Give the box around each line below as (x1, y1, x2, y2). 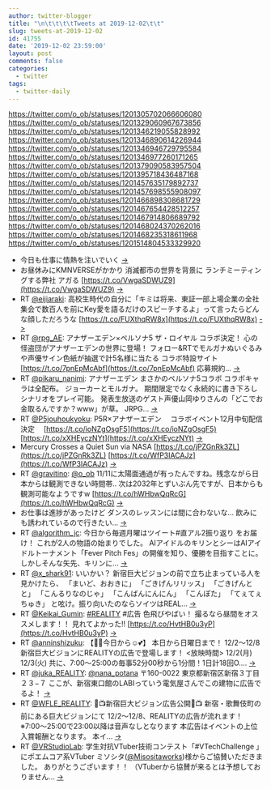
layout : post (8, 49, 53, 58)
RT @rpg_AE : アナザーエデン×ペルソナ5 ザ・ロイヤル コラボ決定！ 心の (19, 333, 259, 343)
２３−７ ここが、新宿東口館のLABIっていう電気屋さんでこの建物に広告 (19, 678, 255, 689)
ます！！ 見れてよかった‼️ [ (41, 619, 131, 629)
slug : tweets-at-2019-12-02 (8, 27, 104, 35)
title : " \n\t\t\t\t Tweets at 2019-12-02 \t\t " (8, 19, 164, 28)
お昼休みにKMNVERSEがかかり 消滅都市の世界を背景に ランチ (19, 265, 227, 275)
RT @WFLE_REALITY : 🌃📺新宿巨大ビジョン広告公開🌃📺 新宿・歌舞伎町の (19, 698, 261, 709)
